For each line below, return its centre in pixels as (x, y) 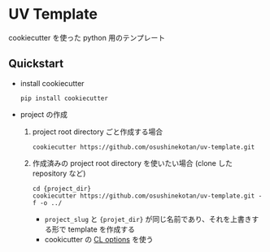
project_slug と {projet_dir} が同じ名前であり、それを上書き (148, 219)
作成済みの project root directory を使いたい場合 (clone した (133, 163)
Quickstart (36, 64)
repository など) (59, 173)
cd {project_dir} (62, 189)
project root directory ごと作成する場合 (98, 132)
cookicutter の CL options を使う (99, 239)
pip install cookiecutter (64, 98)
